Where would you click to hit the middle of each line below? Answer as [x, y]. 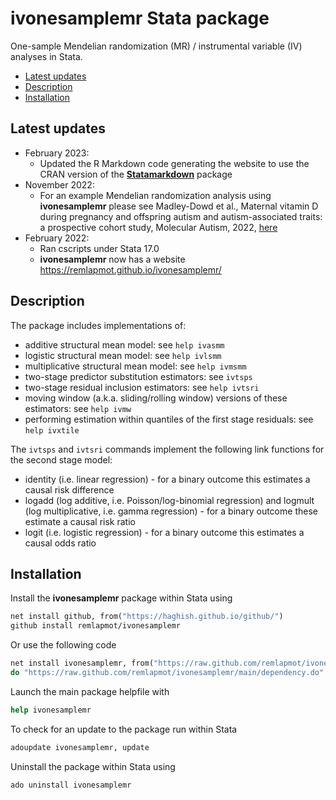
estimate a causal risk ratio [80, 521]
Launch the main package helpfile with [90, 691]
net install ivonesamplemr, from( [82, 663]
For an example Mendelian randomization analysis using [155, 195]
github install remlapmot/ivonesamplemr [96, 626]
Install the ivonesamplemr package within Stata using [121, 598]
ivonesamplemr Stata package [140, 18]
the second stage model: [61, 459]
